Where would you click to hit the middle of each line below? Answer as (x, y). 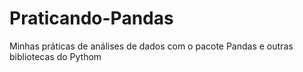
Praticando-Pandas (91, 18)
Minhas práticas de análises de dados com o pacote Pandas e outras (151, 46)
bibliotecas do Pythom (55, 56)
